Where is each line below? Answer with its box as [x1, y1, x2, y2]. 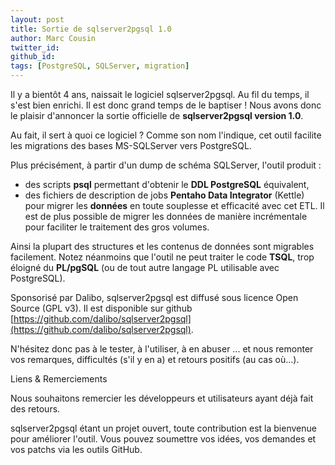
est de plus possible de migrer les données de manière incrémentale [24, 211, 308, 222]
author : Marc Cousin [10, 33, 97, 43]
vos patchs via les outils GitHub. [10, 444, 143, 455]
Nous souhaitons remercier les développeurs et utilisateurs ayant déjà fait [10, 392, 314, 404]
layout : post [10, 14, 65, 25]
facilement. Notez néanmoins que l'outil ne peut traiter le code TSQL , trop [10, 251, 315, 263]
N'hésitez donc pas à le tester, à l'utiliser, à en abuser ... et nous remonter [10, 343, 314, 355]
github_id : [10, 52, 56, 62]
